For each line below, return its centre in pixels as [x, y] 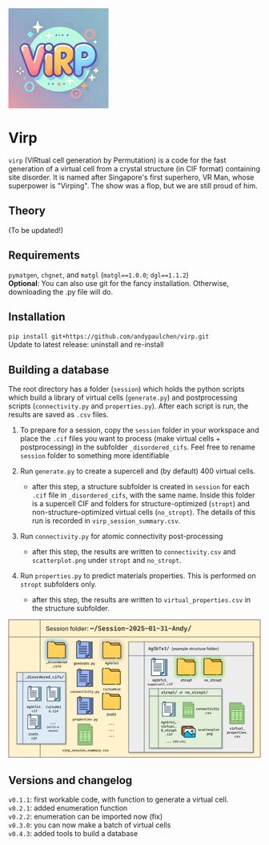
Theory [27, 211]
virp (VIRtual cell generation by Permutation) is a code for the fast [117, 160]
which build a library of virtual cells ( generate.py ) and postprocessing [123, 398]
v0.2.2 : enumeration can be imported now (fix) [86, 817]
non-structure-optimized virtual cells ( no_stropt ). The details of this [144, 513]
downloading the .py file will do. [61, 292]
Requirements [44, 256]
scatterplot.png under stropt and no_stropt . [106, 561]
